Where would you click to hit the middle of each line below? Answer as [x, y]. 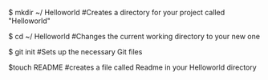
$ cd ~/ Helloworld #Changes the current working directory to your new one [134, 36]
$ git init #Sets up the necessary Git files [75, 52]
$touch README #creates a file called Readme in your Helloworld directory [132, 67]
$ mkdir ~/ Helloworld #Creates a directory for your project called [117, 12]
